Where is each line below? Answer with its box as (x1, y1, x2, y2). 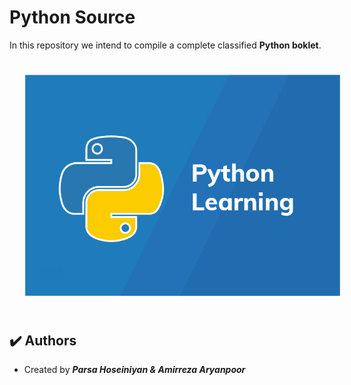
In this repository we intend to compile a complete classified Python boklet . (9, 39, 322, 51)
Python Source (9, 6, 136, 29)
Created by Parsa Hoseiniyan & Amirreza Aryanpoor (23, 364, 246, 376)
